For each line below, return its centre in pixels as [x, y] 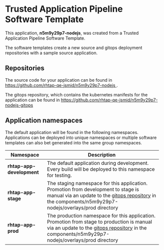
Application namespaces [44, 121]
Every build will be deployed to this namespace [101, 169]
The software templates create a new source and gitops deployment [74, 47]
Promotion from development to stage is [93, 189]
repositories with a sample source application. [51, 53]
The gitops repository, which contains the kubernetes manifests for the [76, 94]
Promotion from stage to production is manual [100, 222]
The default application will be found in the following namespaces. [72, 132]
